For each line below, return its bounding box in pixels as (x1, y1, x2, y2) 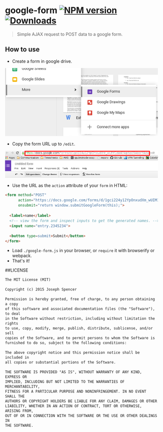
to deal (5, 311, 21, 316)
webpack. (12, 253, 33, 259)
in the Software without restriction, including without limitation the (5, 316, 155, 321)
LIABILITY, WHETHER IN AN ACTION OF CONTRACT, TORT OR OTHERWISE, (5, 404, 142, 409)
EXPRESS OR (5, 375, 27, 380)
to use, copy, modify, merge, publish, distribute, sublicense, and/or (5, 326, 153, 331)
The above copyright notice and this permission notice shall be (5, 350, 140, 355)
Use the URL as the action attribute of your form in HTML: (12, 183, 128, 189)
